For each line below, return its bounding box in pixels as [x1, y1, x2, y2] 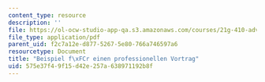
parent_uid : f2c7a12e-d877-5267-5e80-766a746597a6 [8, 41, 178, 48]
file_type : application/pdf [8, 33, 101, 41]
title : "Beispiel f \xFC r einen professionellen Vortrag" [8, 55, 200, 63]
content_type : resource [8, 11, 87, 20]
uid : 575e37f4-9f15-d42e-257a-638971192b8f [8, 62, 154, 70]
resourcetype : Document [8, 48, 87, 55]
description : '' [8, 19, 62, 27]
